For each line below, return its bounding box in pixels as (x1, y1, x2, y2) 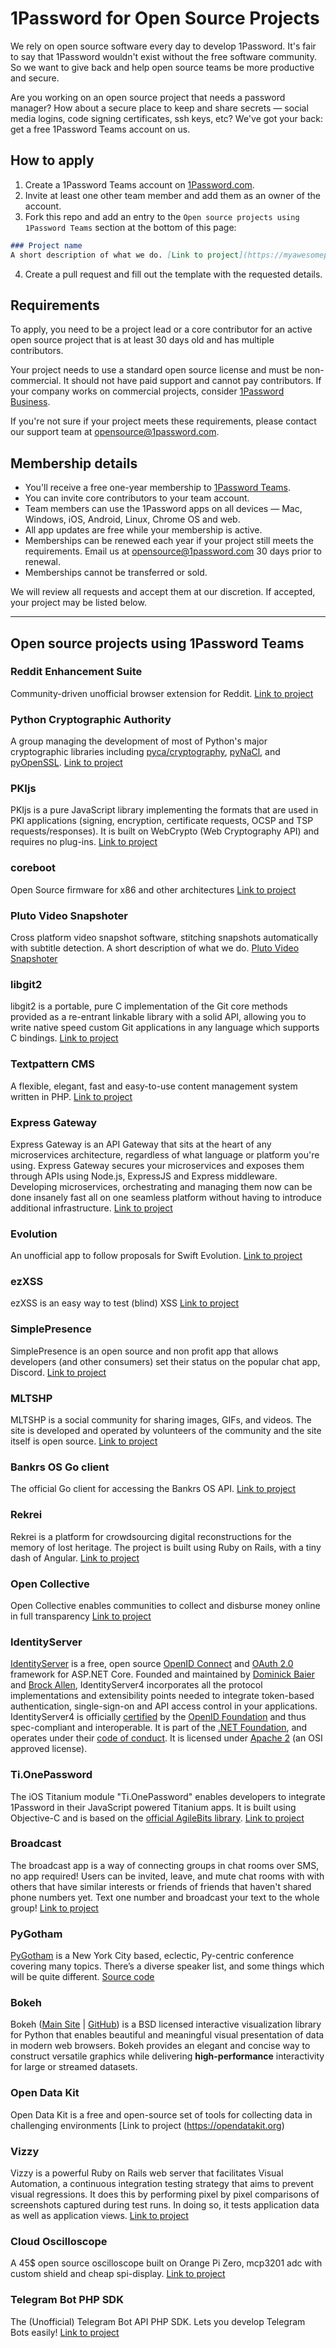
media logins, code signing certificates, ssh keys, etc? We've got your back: (10, 112, 323, 124)
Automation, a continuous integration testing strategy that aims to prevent (10, 2178, 314, 2190)
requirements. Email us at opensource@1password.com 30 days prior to (24, 545, 322, 557)
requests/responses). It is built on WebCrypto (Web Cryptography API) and (10, 825, 320, 837)
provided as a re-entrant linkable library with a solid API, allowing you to (10, 1011, 307, 1023)
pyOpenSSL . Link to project (10, 757, 123, 769)
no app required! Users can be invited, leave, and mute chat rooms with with (10, 1870, 325, 1882)
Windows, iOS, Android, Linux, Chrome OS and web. (24, 513, 241, 526)
